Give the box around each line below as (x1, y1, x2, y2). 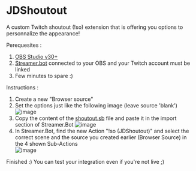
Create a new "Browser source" (14, 95, 94, 103)
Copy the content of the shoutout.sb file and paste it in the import (14, 115, 177, 122)
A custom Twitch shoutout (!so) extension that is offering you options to (6, 23, 183, 31)
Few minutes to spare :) (14, 72, 73, 79)
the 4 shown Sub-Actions (14, 140, 78, 147)
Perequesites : (6, 41, 42, 49)
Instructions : (6, 83, 39, 91)
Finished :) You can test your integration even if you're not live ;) (6, 158, 165, 165)
